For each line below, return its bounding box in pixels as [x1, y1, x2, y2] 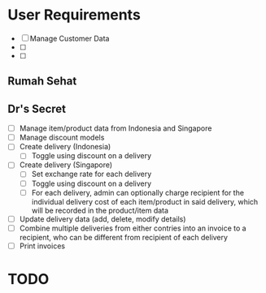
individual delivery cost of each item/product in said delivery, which [31, 196, 259, 206]
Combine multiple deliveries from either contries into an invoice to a [19, 223, 246, 233]
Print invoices [19, 241, 66, 251]
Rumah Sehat [7, 75, 77, 88]
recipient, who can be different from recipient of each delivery [19, 232, 229, 242]
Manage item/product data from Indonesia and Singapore [19, 123, 212, 133]
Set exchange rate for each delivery [31, 169, 152, 179]
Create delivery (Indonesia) [19, 142, 111, 152]
